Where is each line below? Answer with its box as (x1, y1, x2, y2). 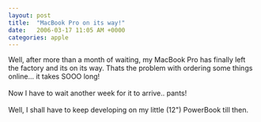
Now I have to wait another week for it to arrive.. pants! (8, 88, 187, 98)
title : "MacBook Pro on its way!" (8, 19, 126, 27)
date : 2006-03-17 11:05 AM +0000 (8, 26, 126, 34)
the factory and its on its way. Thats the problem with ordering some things (8, 64, 253, 73)
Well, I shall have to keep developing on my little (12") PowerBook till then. (8, 105, 249, 115)
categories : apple (8, 33, 69, 42)
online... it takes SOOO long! (8, 72, 100, 81)
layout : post (8, 11, 51, 20)
